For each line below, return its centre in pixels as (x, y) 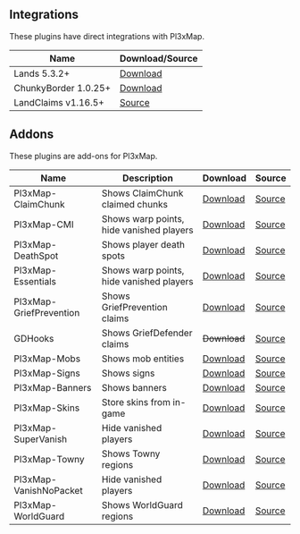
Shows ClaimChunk (142, 193)
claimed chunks (134, 204)
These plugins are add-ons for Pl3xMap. (83, 156)
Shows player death (143, 244)
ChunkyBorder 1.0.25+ (62, 88)
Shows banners (134, 387)
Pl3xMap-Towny (49, 459)
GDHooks (34, 338)
